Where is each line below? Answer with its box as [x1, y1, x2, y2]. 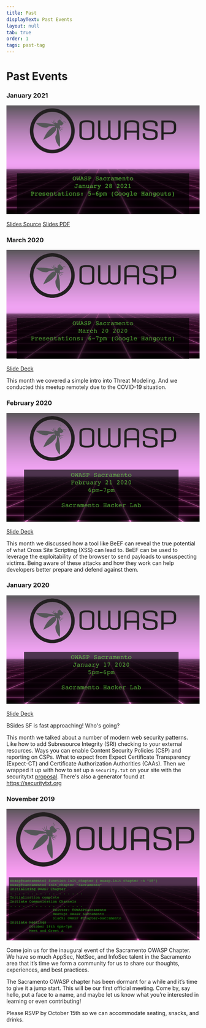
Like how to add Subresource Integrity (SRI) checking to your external [6, 740, 183, 748]
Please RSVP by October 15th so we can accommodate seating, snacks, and [6, 1010, 199, 1017]
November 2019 [6, 794, 55, 803]
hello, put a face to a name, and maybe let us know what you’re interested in [6, 991, 199, 999]
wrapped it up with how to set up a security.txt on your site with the [6, 767, 181, 774]
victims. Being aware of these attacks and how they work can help [6, 559, 174, 567]
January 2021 [6, 91, 48, 100]
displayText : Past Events [6, 16, 72, 23]
